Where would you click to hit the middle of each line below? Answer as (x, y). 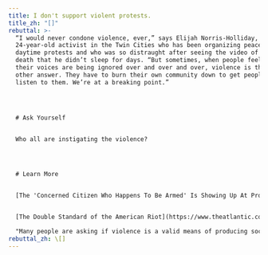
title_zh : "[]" (33, 23)
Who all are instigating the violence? (82, 139)
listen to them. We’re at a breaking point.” (93, 82)
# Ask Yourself (41, 118)
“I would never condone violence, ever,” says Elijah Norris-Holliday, (137, 38)
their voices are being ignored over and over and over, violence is (133, 68)
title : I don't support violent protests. (80, 16)
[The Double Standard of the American (80, 217)
